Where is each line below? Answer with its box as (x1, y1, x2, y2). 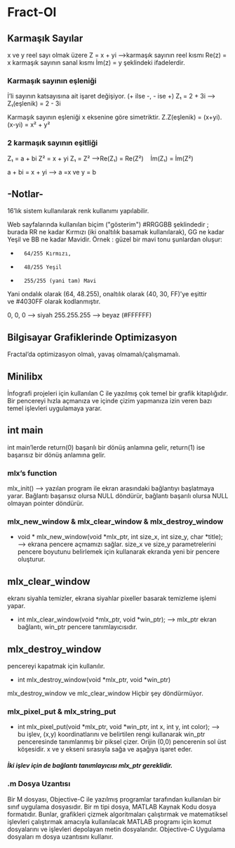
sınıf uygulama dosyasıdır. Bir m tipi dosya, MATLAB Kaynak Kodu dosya (7, 802, 217, 811)
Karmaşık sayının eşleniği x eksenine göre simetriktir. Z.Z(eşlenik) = (7, 113, 202, 122)
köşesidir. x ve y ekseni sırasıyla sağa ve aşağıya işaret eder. (17, 745, 193, 754)
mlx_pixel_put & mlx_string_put (7, 707, 116, 716)
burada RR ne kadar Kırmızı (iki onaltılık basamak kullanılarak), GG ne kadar (7, 228, 224, 236)
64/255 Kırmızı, (24, 251, 72, 258)
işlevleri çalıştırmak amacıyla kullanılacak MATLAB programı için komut (7, 817, 212, 825)
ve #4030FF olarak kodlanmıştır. (7, 297, 101, 306)
